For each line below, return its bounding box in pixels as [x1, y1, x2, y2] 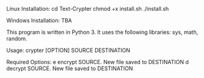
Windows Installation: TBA [6, 17, 72, 24]
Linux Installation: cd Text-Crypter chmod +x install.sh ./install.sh [6, 5, 169, 12]
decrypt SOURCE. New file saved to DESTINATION [6, 65, 133, 72]
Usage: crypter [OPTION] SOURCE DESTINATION [6, 47, 130, 54]
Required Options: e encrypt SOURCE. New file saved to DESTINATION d [6, 59, 189, 65]
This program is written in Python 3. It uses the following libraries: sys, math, [6, 28, 199, 36]
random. [6, 35, 27, 42]
